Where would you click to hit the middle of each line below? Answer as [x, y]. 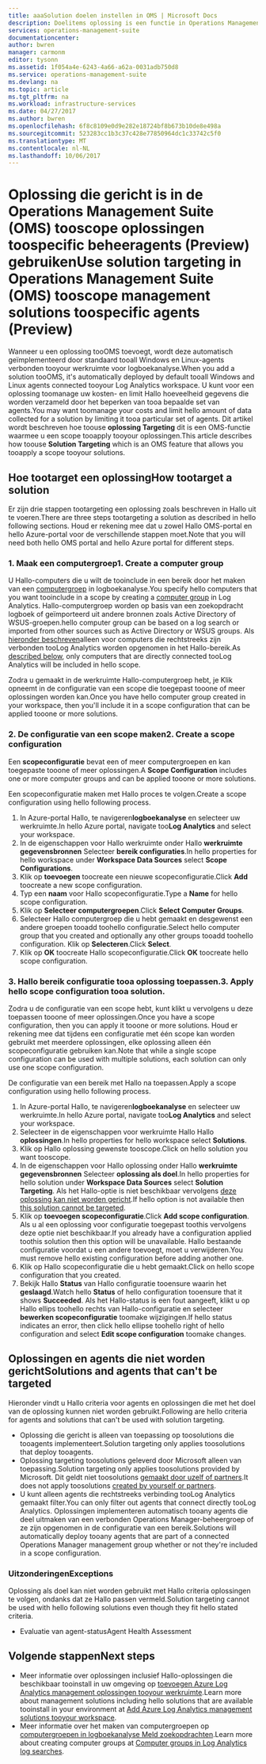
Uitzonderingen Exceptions [61, 1573]
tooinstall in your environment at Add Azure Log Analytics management [136, 1709]
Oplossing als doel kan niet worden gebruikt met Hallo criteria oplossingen [129, 1591]
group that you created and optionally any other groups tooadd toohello [136, 936]
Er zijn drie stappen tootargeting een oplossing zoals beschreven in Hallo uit [132, 509]
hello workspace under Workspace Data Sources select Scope [123, 859]
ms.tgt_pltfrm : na [38, 97]
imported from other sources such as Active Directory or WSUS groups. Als [131, 631]
